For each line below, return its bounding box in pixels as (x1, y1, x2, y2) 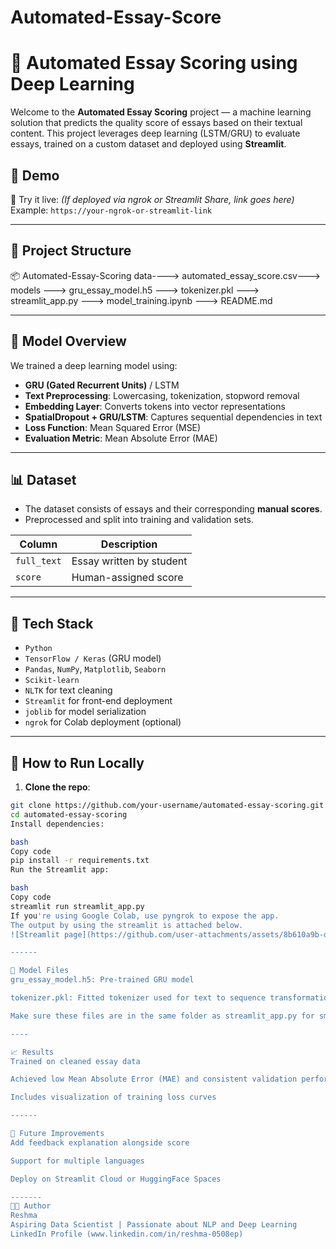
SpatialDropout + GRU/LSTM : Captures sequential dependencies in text (24, 411, 323, 423)
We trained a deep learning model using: (10, 359, 178, 371)
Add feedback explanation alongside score (10, 1137, 190, 1148)
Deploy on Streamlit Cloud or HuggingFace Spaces (10, 1174, 222, 1184)
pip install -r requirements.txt (10, 856, 150, 866)
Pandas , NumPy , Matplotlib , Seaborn (24, 663, 167, 675)
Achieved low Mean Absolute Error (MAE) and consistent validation (10, 1074, 298, 1085)
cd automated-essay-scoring (10, 809, 128, 820)
